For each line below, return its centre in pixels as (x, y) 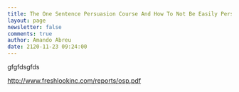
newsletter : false (34, 27)
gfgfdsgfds (23, 67)
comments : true (30, 34)
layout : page (27, 21)
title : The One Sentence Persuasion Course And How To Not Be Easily (113, 14)
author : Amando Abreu (39, 40)
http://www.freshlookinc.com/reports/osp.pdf (74, 81)
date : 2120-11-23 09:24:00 (47, 47)
